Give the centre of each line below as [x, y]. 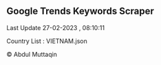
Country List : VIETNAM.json [47, 41]
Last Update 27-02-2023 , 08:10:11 [55, 27]
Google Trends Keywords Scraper [80, 11]
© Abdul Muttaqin [32, 54]
